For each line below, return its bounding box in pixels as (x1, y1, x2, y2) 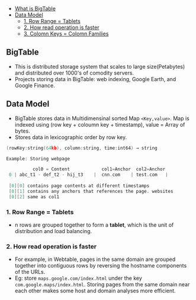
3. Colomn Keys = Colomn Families (23, 30, 109, 37)
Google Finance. (14, 82, 55, 89)
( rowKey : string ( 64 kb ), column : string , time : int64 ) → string (6, 145, 158, 151)
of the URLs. (14, 269, 46, 276)
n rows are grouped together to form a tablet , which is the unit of (14, 221, 174, 228)
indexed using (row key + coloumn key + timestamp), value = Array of (14, 121, 185, 128)
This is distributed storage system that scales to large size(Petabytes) (14, 63, 185, 70)
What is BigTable (14, 5, 56, 12)
